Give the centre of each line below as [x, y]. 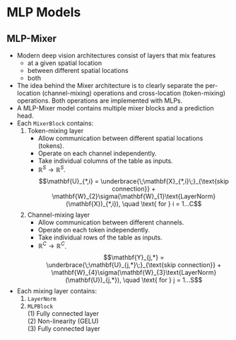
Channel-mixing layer [59, 215]
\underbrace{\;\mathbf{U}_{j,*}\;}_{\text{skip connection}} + [134, 265]
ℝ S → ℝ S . [52, 169]
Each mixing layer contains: [57, 291]
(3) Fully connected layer [64, 329]
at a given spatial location [65, 63]
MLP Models [44, 12]
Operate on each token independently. [94, 229]
